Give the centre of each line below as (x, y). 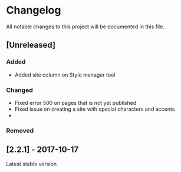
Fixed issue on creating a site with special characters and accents (95, 109)
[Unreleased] (31, 45)
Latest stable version (32, 164)
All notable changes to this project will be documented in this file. (85, 27)
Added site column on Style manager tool (65, 75)
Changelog (34, 10)
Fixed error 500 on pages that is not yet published (75, 102)
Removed (20, 130)
